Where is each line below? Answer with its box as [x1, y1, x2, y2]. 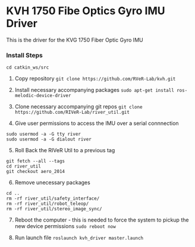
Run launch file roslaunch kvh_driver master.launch [14, 234, 144, 241]
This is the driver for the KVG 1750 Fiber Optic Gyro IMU [6, 36, 144, 43]
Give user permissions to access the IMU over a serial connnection [14, 120, 180, 127]
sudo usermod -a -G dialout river [6, 136, 92, 143]
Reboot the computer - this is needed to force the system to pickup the [14, 216, 189, 223]
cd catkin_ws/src [6, 65, 49, 70]
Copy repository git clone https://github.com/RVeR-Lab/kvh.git [14, 75, 176, 82]
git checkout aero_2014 [6, 169, 65, 175]
